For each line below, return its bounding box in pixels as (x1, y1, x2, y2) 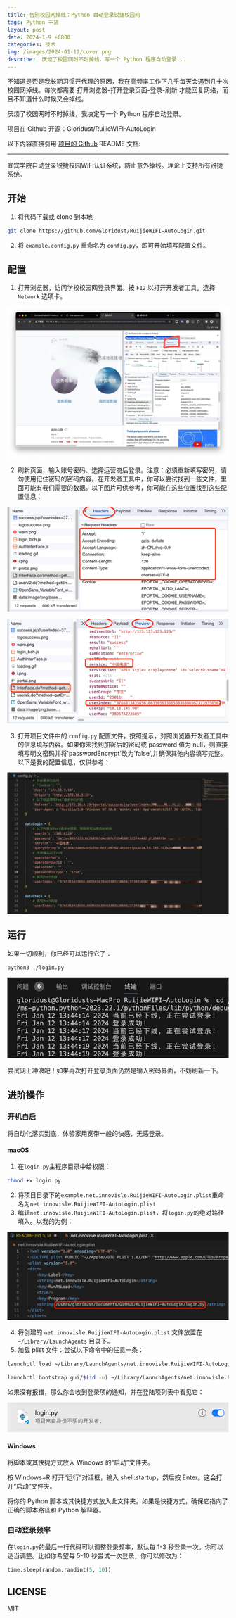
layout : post (7, 26, 46, 33)
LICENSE (7, 1586, 47, 1598)
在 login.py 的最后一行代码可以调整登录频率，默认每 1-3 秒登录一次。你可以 (7, 1542, 223, 1551)
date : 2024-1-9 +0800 (7, 34, 71, 41)
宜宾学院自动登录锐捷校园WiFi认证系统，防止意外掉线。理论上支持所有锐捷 (7, 160, 223, 169)
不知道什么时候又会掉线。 (13, 94, 88, 103)
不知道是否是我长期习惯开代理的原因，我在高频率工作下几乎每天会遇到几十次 (7, 77, 229, 85)
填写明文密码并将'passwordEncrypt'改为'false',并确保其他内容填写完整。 (17, 749, 227, 757)
